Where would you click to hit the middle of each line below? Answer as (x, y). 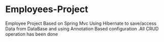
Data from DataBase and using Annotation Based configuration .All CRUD (82, 28)
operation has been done (32, 34)
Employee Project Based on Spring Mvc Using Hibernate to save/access (81, 23)
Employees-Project (47, 9)
